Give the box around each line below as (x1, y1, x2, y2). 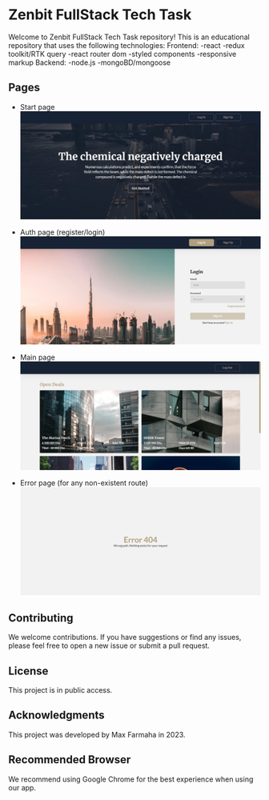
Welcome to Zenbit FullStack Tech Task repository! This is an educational (8, 32, 250, 42)
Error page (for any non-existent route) (19, 478, 149, 488)
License (8, 664, 49, 677)
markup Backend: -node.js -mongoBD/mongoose (8, 58, 171, 67)
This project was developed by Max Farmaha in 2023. (8, 730, 186, 739)
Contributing (8, 611, 74, 625)
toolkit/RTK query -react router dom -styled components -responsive (8, 49, 237, 58)
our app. (8, 782, 36, 792)
